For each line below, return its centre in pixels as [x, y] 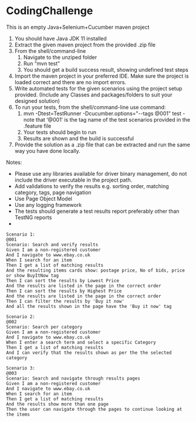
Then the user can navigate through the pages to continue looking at [94, 409]
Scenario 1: [21, 234]
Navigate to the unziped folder [60, 57]
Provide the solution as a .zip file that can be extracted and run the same [102, 145]
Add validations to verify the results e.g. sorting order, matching [92, 186]
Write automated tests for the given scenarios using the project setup [98, 88]
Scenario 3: [21, 368]
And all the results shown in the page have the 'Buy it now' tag [89, 306]
